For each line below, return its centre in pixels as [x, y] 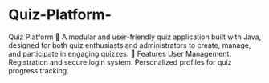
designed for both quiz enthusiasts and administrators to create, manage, [130, 45]
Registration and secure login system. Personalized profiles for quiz [120, 62]
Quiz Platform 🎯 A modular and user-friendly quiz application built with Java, [135, 37]
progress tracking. [39, 70]
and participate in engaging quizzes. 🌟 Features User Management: [120, 53]
